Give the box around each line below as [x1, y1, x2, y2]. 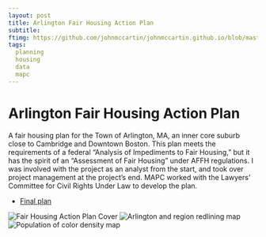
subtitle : [8, 26, 41, 34]
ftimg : [8, 33, 30, 42]
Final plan [19, 196, 52, 205]
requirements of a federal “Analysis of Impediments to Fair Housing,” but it [8, 147, 250, 156]
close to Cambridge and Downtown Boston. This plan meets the [8, 139, 216, 149]
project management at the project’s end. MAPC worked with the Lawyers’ [8, 172, 251, 182]
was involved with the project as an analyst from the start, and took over [8, 164, 244, 174]
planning [15, 48, 44, 56]
